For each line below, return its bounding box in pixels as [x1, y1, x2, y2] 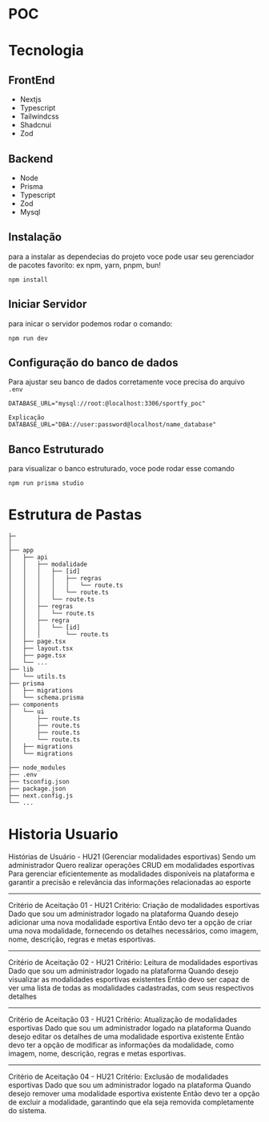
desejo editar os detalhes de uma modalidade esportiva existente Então [8, 1031, 244, 1042]
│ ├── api [8, 554, 48, 562]
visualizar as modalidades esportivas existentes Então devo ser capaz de [8, 975, 250, 984]
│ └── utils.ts [8, 672, 66, 681]
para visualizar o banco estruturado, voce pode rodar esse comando [8, 464, 235, 474]
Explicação [8, 414, 45, 422]
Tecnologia [8, 42, 84, 60]
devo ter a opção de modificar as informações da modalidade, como [8, 1040, 235, 1050]
